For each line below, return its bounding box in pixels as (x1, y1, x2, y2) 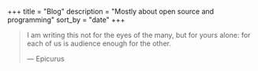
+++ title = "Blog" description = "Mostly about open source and (7, 7, 215, 16)
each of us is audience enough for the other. (26, 39, 171, 48)
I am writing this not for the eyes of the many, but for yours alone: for (26, 31, 251, 39)
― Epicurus (26, 54, 65, 63)
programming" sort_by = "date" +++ (7, 15, 125, 24)
